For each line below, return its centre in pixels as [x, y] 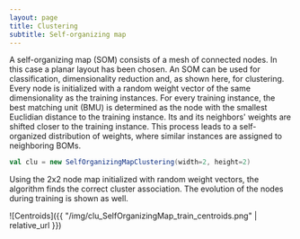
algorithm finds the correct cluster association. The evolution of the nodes [146, 189]
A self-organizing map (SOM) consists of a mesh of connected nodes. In [143, 60]
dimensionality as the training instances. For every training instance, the [142, 98]
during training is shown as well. [69, 199]
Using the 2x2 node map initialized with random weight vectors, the [134, 180]
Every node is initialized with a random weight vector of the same [130, 89]
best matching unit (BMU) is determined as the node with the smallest [138, 108]
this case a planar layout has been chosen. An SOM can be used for [135, 69]
